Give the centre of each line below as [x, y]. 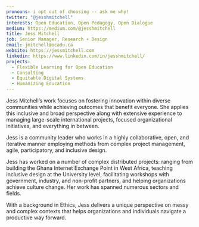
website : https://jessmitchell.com [50, 51]
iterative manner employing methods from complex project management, [96, 144]
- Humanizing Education [41, 84]
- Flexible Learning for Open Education [62, 67]
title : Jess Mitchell [33, 34]
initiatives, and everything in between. [53, 126]
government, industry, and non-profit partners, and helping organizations [96, 181]
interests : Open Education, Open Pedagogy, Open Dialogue [80, 23]
